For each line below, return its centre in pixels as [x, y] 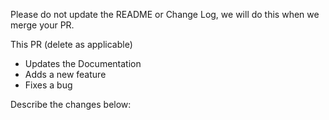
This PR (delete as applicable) [71, 44]
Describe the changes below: [71, 104]
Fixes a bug [48, 85]
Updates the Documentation [83, 63]
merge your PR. [42, 25]
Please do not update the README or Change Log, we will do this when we [165, 14]
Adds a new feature [65, 74]
